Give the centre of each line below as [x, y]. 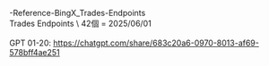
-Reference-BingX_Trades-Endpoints [78, 13]
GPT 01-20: [30, 43]
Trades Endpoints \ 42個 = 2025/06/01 [81, 23]
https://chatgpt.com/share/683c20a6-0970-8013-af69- [156, 43]
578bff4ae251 [35, 52]
